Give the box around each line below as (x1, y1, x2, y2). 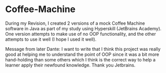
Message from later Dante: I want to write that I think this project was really (5, 46, 161, 52)
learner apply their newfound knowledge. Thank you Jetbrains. (5, 62, 136, 68)
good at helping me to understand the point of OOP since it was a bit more (5, 51, 159, 57)
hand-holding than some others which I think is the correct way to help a (5, 56, 156, 62)
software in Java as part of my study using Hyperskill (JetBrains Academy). (5, 25, 162, 31)
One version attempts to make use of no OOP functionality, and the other (5, 31, 156, 37)
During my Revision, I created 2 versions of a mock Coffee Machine (5, 20, 145, 26)
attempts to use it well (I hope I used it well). (5, 36, 97, 42)
